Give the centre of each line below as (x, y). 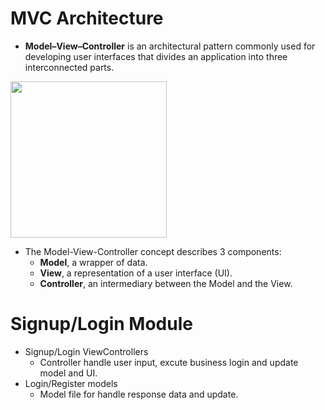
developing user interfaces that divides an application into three (156, 56)
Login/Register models (71, 383)
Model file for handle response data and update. (139, 394)
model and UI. (68, 373)
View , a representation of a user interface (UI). (136, 273)
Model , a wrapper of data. (93, 262)
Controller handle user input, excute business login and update (169, 362)
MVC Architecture (87, 18)
